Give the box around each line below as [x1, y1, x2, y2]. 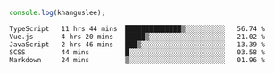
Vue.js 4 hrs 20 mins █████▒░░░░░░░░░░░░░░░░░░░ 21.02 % [9, 32, 266, 41]
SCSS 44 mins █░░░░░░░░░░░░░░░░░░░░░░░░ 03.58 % [9, 47, 266, 57]
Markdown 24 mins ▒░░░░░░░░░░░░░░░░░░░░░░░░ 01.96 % [9, 55, 266, 64]
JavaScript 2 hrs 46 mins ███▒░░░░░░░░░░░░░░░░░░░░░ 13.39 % [9, 40, 266, 49]
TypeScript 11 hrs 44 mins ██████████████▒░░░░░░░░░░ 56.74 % [9, 24, 266, 33]
